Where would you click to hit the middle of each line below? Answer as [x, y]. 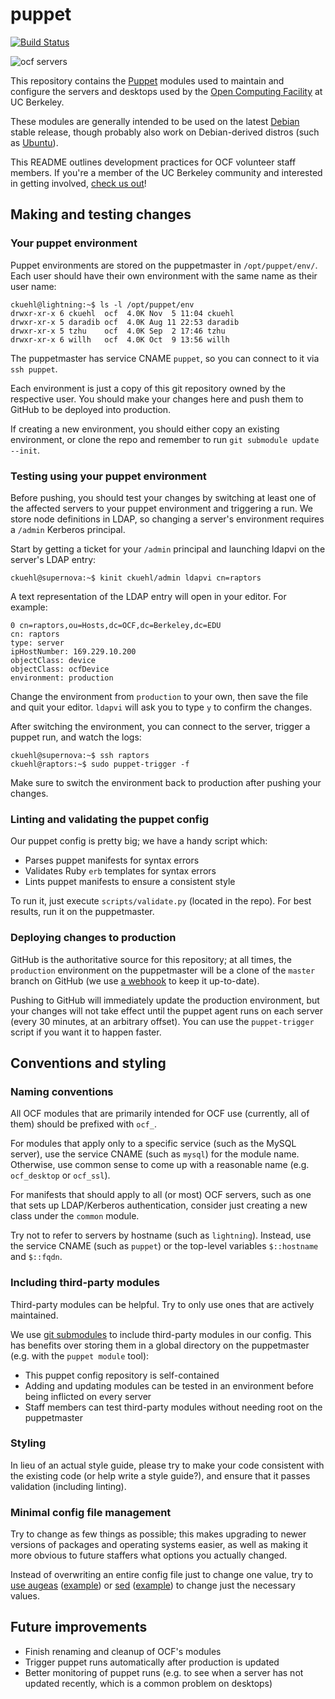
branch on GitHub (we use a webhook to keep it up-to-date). [135, 980]
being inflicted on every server [88, 1396]
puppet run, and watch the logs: [76, 737]
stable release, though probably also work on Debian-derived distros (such [165, 132]
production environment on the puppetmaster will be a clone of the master [163, 970]
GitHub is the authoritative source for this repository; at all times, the [151, 959]
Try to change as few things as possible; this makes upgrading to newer [158, 1534]
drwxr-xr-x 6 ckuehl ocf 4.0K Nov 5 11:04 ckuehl [122, 313]
